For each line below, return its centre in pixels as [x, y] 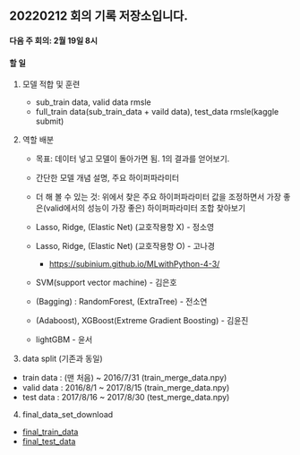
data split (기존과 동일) [62, 359]
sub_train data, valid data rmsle [93, 102]
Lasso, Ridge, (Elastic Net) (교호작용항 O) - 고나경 [125, 246]
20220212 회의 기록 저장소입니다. [99, 16]
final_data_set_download [68, 415]
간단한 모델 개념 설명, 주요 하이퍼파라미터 [107, 178]
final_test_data [49, 442]
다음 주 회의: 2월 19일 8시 [54, 40]
